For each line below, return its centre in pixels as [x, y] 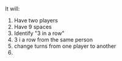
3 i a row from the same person [53, 40]
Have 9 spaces [33, 27]
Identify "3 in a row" [39, 33]
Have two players [36, 20]
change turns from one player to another [65, 46]
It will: [13, 9]
